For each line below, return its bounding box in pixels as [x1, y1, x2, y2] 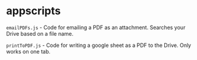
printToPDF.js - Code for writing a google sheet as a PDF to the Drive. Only [6, 42, 192, 49]
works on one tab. [6, 48, 51, 55]
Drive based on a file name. [6, 30, 74, 37]
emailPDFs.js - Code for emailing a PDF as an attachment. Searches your [6, 24, 186, 31]
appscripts [6, 4, 61, 18]
